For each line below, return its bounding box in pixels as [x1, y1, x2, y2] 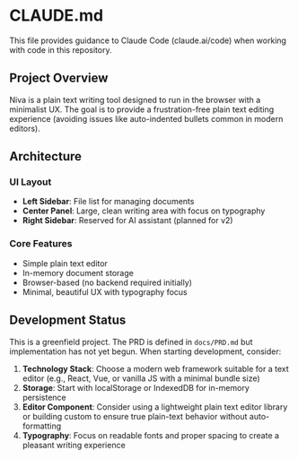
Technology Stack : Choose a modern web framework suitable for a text [22, 363, 289, 374]
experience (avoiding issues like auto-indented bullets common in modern [9, 113, 284, 124]
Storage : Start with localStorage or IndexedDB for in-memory [22, 382, 250, 393]
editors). [9, 123, 40, 134]
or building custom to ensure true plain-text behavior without [22, 411, 248, 421]
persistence [22, 392, 67, 403]
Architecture [9, 149, 83, 164]
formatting [22, 420, 61, 431]
